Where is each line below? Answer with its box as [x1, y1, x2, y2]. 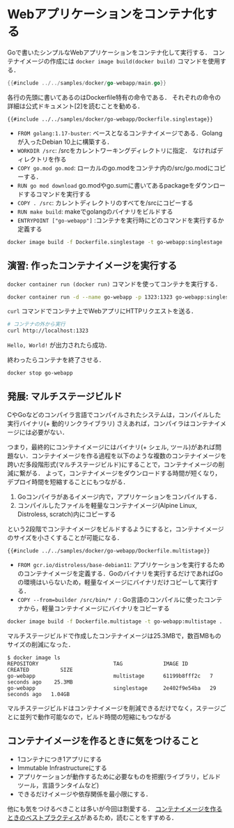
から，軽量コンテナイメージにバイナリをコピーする [23, 604, 170, 612]
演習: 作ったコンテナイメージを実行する [7, 259, 178, 272]
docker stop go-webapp [7, 370, 73, 377]
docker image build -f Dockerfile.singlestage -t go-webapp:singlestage [7, 239, 223, 246]
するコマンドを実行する [23, 190, 91, 198]
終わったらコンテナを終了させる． [7, 356, 105, 364]
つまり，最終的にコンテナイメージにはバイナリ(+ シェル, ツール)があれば [7, 442, 216, 451]
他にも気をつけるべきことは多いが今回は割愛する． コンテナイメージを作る [7, 804, 223, 813]
